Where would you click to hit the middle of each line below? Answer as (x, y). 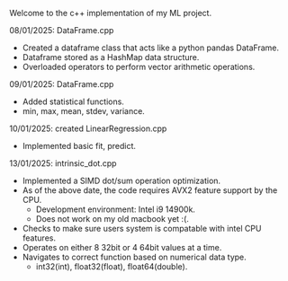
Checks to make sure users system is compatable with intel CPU (142, 228)
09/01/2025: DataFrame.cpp (62, 84)
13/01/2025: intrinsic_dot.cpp (63, 163)
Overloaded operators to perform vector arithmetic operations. (139, 67)
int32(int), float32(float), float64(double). (112, 267)
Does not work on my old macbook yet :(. (112, 219)
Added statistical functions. (73, 101)
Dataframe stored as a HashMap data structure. (111, 57)
